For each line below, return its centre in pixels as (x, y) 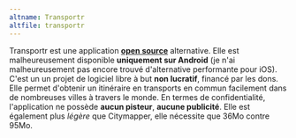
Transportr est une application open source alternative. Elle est (124, 50)
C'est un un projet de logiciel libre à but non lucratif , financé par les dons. (144, 78)
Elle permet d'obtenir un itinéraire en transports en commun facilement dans (148, 88)
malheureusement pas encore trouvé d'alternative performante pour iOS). (143, 69)
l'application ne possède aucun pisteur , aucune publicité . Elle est (129, 106)
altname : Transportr (47, 17)
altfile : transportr (47, 25)
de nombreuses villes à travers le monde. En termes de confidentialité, (137, 97)
